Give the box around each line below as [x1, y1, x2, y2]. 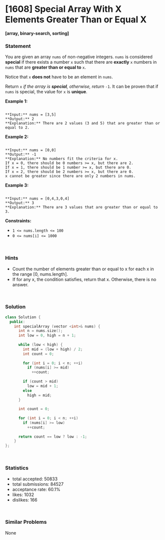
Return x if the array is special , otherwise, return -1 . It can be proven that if [5, 83, 159, 89]
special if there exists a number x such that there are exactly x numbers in [5, 59, 157, 65]
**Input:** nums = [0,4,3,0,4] [5, 196, 70, 201]
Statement [5, 42, 31, 49]
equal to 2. [5, 125, 30, 130]
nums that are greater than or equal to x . [5, 64, 86, 70]
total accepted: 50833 [12, 476, 58, 482]
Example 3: [5, 182, 29, 188]
